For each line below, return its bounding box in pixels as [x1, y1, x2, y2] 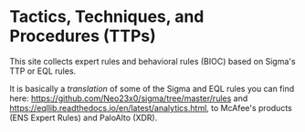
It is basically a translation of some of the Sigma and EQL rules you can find [9, 83, 295, 94]
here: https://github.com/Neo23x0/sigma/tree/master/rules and [9, 93, 248, 104]
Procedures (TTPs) [9, 25, 157, 46]
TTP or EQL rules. [9, 66, 77, 76]
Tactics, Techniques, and [9, 6, 205, 27]
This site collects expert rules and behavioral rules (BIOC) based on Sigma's [9, 56, 296, 66]
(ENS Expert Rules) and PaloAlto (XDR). [9, 112, 158, 123]
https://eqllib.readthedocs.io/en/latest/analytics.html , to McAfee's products [9, 102, 292, 113]
